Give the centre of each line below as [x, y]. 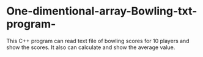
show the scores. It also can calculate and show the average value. [91, 47]
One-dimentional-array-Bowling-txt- [102, 11]
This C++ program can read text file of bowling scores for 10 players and [98, 41]
